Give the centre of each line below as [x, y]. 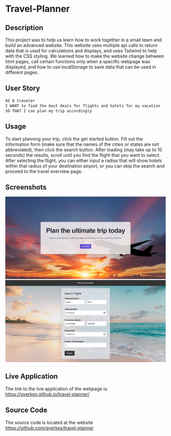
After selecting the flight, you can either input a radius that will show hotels [84, 160]
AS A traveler [20, 101]
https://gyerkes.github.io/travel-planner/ [48, 394]
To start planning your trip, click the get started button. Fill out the [74, 139]
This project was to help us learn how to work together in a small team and [83, 40]
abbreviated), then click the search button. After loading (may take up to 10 [84, 149]
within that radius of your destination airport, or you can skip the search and [85, 166]
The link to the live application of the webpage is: [57, 389]
